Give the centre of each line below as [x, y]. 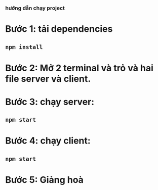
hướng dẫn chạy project [35, 8]
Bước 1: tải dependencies [59, 29]
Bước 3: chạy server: [50, 102]
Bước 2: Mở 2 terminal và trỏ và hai [79, 68]
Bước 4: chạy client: [48, 141]
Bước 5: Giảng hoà [44, 180]
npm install [24, 47]
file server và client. [48, 79]
